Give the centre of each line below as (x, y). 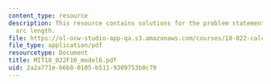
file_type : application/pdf (56, 46)
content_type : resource (48, 16)
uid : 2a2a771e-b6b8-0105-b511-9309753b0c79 (83, 68)
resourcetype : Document (48, 53)
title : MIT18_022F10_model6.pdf (63, 61)
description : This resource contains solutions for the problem (119, 23)
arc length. (36, 30)
